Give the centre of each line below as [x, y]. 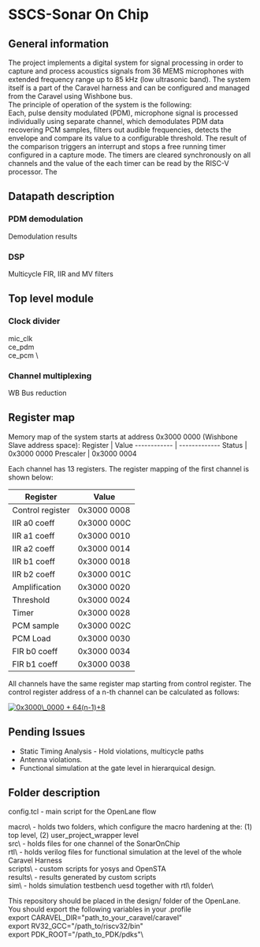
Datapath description [61, 196]
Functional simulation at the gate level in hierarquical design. [118, 768]
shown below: [31, 477]
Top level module [51, 299]
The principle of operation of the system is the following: [100, 105]
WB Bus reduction [37, 393]
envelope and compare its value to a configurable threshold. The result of [127, 138]
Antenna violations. [51, 759]
